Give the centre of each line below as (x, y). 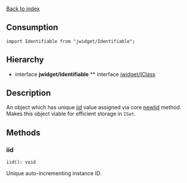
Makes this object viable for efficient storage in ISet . (71, 114)
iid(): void (21, 162)
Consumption (32, 27)
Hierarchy (25, 60)
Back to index (23, 9)
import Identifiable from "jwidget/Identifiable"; (71, 41)
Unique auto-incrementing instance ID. (54, 173)
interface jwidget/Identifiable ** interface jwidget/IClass (85, 74)
